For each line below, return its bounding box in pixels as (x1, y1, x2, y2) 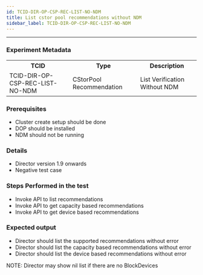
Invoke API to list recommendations (14, 195, 103, 203)
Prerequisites (6, 104, 47, 113)
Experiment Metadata (6, 46, 71, 55)
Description (150, 61, 184, 70)
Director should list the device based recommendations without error (14, 250, 187, 257)
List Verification (140, 75, 185, 84)
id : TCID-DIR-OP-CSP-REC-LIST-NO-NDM (6, 8, 101, 15)
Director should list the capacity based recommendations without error (14, 244, 192, 251)
